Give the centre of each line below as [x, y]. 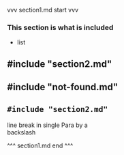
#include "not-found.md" [63, 87]
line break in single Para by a [48, 125]
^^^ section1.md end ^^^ [40, 145]
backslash [21, 132]
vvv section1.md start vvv [43, 10]
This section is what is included [60, 27]
